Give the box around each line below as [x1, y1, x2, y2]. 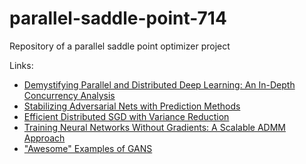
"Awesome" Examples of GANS [23, 142, 153, 154]
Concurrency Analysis [23, 89, 116, 101]
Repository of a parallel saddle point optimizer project [9, 40, 231, 52]
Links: [9, 59, 34, 71]
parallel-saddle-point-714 [9, 7, 227, 30]
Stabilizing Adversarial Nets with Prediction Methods [23, 100, 241, 112]
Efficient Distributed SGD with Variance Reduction [23, 110, 230, 122]
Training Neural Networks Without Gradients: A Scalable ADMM [23, 121, 287, 133]
